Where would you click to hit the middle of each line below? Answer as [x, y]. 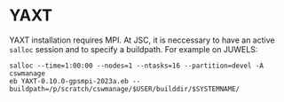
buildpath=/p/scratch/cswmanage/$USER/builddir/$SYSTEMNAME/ [125, 89]
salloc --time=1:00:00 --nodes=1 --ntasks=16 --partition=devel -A [137, 66]
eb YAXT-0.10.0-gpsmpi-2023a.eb [69, 81]
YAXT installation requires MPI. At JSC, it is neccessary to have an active [142, 40]
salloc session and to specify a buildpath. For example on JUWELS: [134, 49]
